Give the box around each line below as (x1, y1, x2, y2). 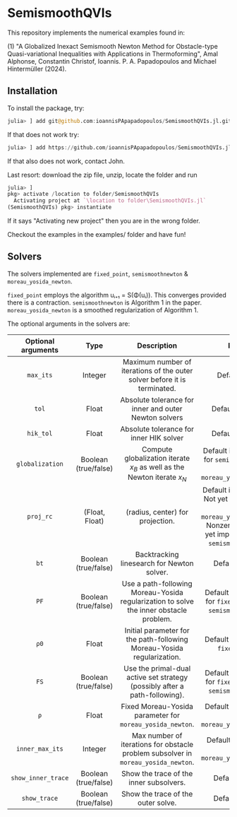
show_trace (21, 794, 59, 803)
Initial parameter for (124, 625, 190, 635)
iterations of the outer (121, 365, 193, 375)
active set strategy (126, 673, 188, 683)
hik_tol (27, 429, 53, 437)
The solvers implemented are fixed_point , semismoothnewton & (7, 269, 188, 278)
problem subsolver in (122, 748, 193, 758)
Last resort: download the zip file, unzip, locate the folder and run (7, 170, 197, 179)
